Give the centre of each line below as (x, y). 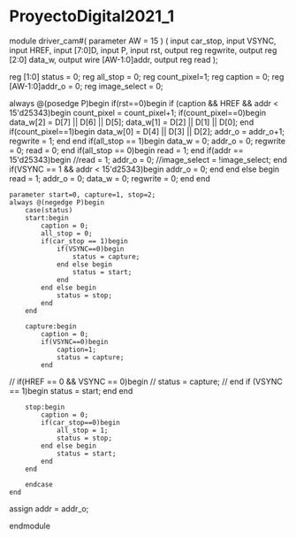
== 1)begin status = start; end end (71, 390)
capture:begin (51, 326)
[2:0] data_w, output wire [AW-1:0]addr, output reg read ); (114, 59)
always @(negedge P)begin (57, 202)
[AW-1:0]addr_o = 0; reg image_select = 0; (86, 86)
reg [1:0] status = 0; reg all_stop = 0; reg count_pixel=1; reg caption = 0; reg (147, 76)
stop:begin (45, 407)
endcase (39, 484)
